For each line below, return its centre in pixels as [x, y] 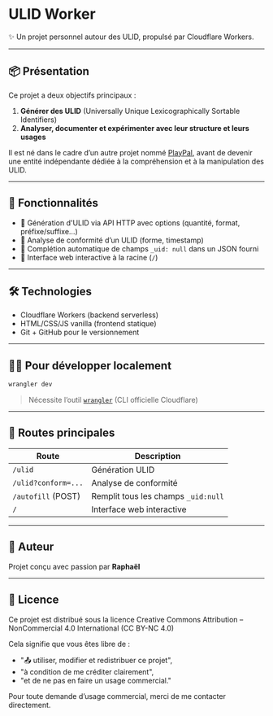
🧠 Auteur [31, 547]
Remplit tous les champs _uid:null [158, 496]
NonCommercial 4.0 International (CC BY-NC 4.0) [91, 628]
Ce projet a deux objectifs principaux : [72, 95]
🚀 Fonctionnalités [54, 203]
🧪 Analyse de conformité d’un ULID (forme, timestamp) [112, 240]
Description [158, 456]
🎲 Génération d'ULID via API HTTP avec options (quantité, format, [130, 223]
